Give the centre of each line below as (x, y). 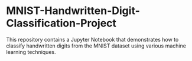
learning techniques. (31, 52)
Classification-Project (61, 23)
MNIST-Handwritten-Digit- (73, 11)
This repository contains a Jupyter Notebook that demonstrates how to (92, 39)
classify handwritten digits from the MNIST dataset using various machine (96, 46)
